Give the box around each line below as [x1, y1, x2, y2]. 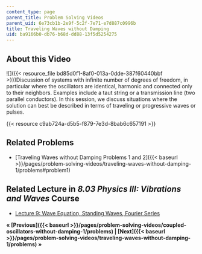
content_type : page [6, 8, 55, 15]
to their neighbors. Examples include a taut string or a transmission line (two [6, 89, 195, 96]
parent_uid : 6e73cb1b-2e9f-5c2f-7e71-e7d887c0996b [6, 20, 136, 26]
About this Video [6, 54, 71, 64]
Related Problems [6, 137, 74, 148]
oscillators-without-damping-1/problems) [6, 227, 113, 235]
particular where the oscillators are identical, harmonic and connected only [6, 82, 193, 90]
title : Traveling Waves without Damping [6, 25, 110, 32]
